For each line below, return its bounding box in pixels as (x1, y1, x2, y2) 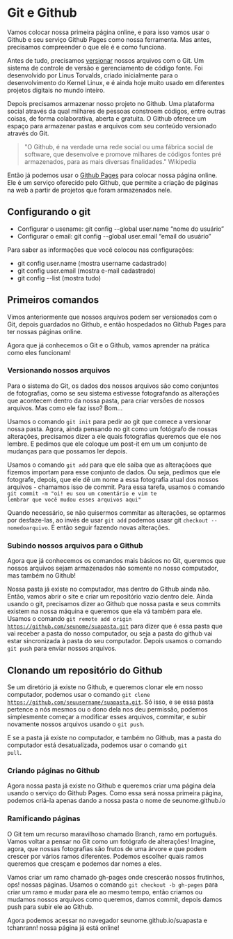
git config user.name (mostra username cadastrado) (17, 259, 167, 267)
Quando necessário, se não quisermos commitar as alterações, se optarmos (7, 508, 226, 517)
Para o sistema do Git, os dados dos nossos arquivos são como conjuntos (7, 382, 219, 390)
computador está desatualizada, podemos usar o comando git (7, 741, 188, 749)
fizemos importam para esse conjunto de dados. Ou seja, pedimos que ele (7, 467, 220, 476)
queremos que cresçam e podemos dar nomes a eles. (7, 859, 162, 868)
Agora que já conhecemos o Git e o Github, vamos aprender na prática (7, 340, 210, 350)
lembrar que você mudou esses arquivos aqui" (7, 496, 141, 503)
